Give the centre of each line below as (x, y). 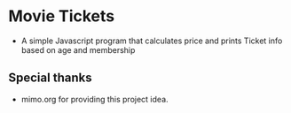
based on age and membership (78, 49)
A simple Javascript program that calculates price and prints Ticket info (152, 41)
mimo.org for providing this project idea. (95, 99)
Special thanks (50, 78)
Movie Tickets (62, 16)
